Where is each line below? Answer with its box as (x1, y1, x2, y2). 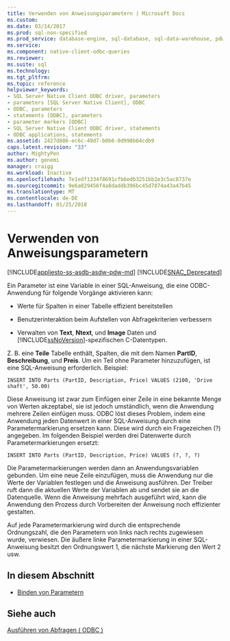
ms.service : (7, 42, 41, 49)
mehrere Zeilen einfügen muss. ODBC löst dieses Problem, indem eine (7, 409, 205, 418)
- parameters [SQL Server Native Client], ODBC (7, 99, 146, 106)
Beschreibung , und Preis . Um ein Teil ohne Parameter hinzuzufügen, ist (7, 356, 211, 364)
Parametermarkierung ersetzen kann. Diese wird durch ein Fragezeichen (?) (7, 424, 221, 432)
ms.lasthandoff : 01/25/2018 (7, 202, 88, 208)
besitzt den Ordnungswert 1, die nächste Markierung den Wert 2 (40, 542, 221, 551)
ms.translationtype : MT (7, 189, 75, 195)
